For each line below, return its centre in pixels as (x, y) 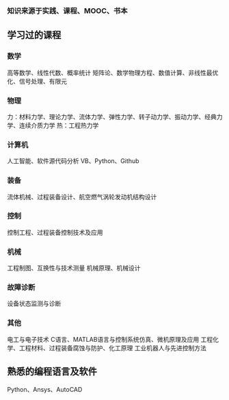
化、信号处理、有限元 (37, 81)
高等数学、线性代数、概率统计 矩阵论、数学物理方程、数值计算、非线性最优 (113, 73)
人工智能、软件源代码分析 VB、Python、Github (73, 161)
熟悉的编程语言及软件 (52, 372)
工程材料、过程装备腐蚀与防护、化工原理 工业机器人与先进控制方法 (112, 348)
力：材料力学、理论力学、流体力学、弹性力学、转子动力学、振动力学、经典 (112, 116)
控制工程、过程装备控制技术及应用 (55, 232)
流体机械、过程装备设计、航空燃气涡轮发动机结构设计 (82, 197)
